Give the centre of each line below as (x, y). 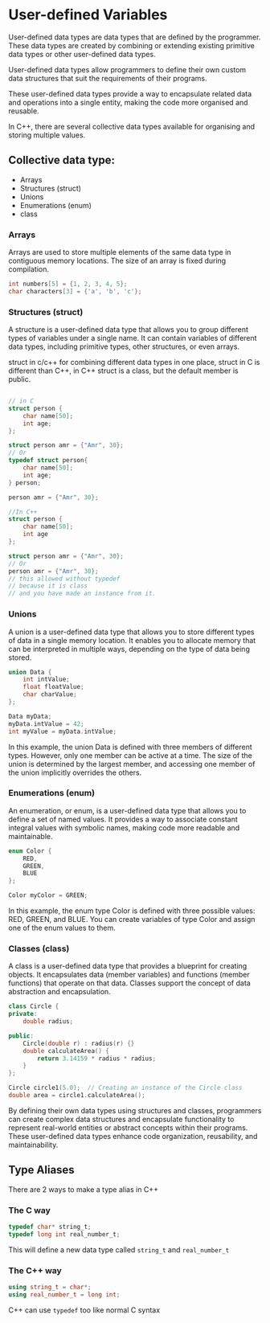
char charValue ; (50, 694)
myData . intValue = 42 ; (46, 724)
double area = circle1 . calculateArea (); (77, 1096)
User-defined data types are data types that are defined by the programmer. (135, 37)
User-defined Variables (88, 15)
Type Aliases (41, 1170)
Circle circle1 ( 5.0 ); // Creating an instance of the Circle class (125, 1088)
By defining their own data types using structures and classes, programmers (135, 1110)
